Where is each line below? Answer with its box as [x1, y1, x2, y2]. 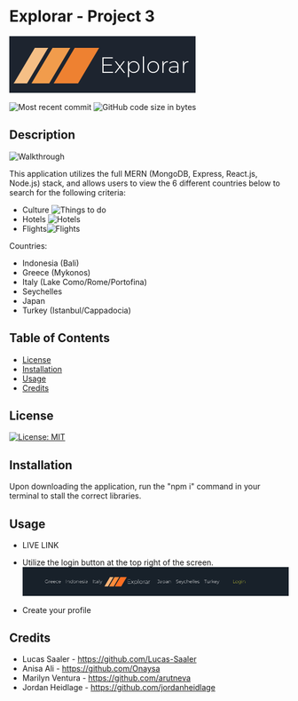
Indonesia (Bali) [21, 258, 80, 268]
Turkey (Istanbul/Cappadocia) [21, 305, 131, 315]
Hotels [21, 213, 46, 224]
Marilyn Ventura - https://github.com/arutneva [21, 673, 192, 683]
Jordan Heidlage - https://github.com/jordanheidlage [21, 682, 216, 693]
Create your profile [21, 604, 91, 615]
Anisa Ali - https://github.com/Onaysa [21, 664, 161, 674]
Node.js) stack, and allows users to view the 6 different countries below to [9, 178, 281, 188]
